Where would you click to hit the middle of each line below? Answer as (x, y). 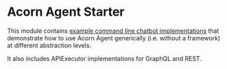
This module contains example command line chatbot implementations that (113, 31)
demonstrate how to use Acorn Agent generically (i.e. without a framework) (114, 38)
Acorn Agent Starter (66, 12)
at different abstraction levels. (49, 45)
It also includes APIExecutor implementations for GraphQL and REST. (105, 58)
